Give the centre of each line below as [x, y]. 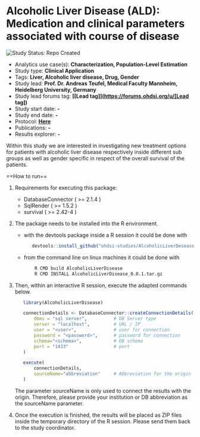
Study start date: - [37, 109]
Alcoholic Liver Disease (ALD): [83, 11]
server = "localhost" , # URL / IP [87, 324]
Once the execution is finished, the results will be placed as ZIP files [98, 415]
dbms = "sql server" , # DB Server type [95, 319]
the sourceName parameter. [49, 403]
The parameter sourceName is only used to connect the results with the [103, 390]
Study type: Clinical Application [54, 70]
